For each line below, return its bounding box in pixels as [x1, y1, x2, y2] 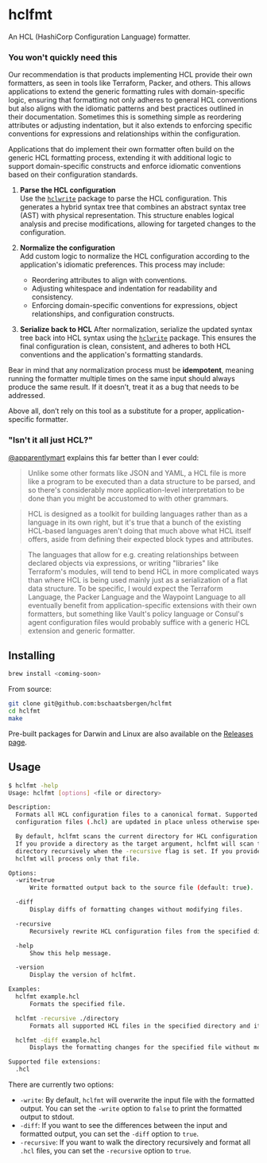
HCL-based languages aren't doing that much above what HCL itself [27, 525, 252, 535]
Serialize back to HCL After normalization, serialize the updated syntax [19, 325, 253, 334]
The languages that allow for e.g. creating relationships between [27, 549, 239, 559]
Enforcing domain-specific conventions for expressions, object [31, 301, 238, 310]
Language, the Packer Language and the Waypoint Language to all [27, 591, 246, 602]
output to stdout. [19, 1112, 75, 1122]
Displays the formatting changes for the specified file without [29, 1044, 250, 1052]
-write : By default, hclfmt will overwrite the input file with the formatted [19, 1095, 255, 1105]
